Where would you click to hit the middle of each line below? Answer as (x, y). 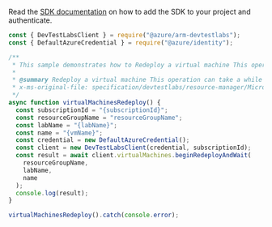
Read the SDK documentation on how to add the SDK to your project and (130, 12)
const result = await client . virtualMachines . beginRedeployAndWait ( (134, 156)
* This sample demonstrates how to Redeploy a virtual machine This (130, 65)
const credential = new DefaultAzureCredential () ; (103, 140)
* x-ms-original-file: (50, 88)
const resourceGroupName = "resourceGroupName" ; (99, 118)
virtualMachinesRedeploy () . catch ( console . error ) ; (94, 215)
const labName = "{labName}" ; (66, 125)
